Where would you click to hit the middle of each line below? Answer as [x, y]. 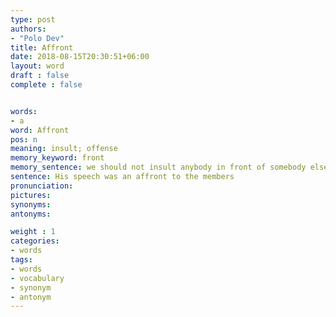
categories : [35, 241]
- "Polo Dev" [37, 38]
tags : [21, 260]
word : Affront [40, 130]
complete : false [46, 85]
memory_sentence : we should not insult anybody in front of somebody [158, 167]
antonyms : [31, 214]
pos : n [24, 139]
